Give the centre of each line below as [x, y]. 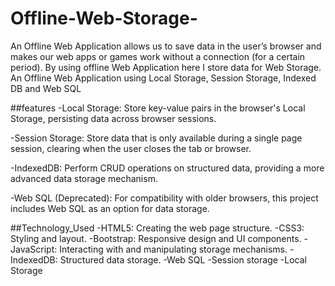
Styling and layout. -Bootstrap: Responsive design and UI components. [156, 238]
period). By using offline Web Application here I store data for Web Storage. [166, 67]
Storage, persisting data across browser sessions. [113, 118]
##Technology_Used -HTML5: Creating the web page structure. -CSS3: [157, 228]
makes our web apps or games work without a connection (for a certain [158, 56]
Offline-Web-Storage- [104, 18]
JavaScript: [34, 249]
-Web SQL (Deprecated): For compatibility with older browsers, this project [164, 198]
